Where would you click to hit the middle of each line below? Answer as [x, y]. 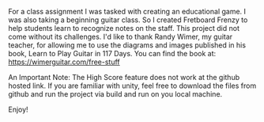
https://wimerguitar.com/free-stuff [64, 62]
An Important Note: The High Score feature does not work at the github [124, 77]
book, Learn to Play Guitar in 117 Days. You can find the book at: [112, 53]
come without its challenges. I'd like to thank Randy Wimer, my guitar [121, 36]
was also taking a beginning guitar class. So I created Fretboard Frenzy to [128, 20]
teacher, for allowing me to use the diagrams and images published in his [127, 45]
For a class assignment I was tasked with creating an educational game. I [127, 11]
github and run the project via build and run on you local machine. [115, 94]
